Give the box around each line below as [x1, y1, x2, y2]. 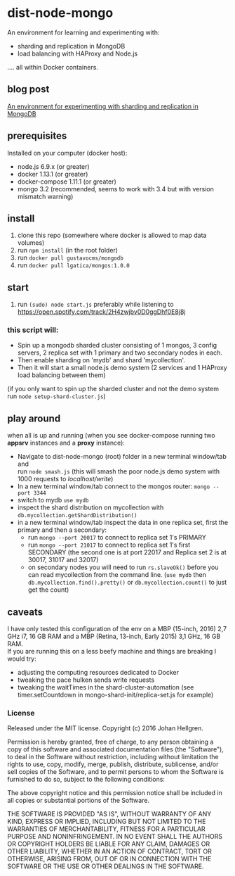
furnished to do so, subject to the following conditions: [7, 775, 165, 784]
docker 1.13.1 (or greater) [17, 170, 88, 178]
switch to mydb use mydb [17, 496, 89, 504]
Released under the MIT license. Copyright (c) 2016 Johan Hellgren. [7, 724, 203, 732]
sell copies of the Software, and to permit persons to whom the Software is [7, 768, 224, 776]
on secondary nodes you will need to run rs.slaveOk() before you [27, 563, 219, 571]
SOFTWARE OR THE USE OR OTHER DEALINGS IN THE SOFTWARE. [7, 862, 204, 870]
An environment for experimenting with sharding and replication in [7, 102, 199, 110]
